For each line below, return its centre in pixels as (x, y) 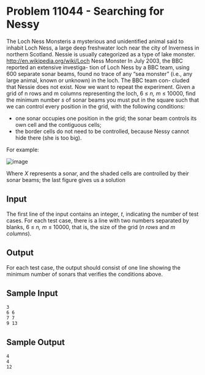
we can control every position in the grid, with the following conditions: (96, 106)
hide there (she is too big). (48, 138)
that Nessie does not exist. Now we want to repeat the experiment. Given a (101, 86)
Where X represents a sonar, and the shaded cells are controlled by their (98, 173)
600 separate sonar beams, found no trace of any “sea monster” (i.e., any (99, 74)
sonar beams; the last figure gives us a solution (66, 180)
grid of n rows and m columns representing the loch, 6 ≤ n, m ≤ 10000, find (101, 93)
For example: (23, 150)
